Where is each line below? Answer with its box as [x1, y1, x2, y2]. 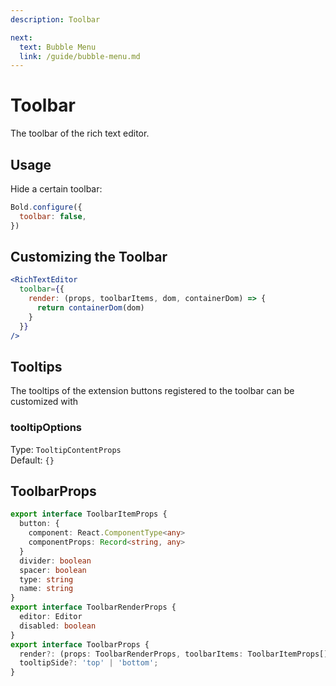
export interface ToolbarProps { [10, 639, 150, 650]
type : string [19, 574, 74, 585]
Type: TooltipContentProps [10, 443, 122, 455]
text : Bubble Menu [19, 42, 97, 52]
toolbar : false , [19, 211, 87, 221]
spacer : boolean [19, 565, 87, 575]
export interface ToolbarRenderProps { [10, 602, 177, 613]
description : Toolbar [10, 14, 101, 25]
